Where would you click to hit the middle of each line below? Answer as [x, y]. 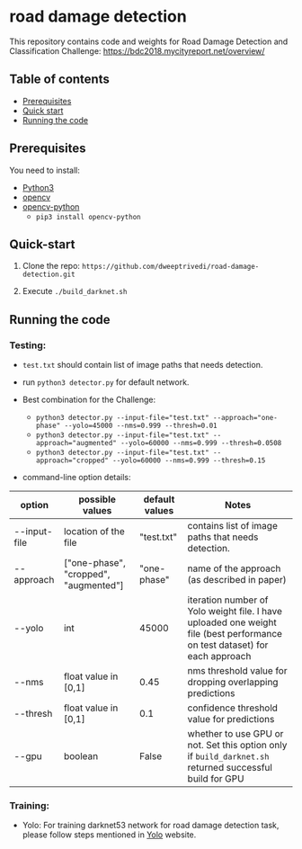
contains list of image [233, 526]
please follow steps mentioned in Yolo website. [109, 835]
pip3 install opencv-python [88, 217]
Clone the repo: [51, 266]
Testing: [28, 345]
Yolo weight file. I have [235, 612]
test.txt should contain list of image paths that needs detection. [142, 365]
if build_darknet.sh [228, 756]
